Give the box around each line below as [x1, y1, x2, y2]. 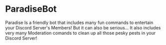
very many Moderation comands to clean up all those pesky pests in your [5, 30, 156, 36]
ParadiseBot [5, 3, 57, 15]
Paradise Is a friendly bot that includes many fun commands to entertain [5, 20, 154, 25]
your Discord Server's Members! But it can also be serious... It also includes [5, 24, 161, 30]
